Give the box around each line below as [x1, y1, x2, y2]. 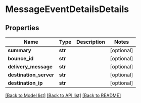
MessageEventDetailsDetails [5, 4, 129, 15]
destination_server [8, 71, 55, 78]
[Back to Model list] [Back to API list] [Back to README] [5, 92, 121, 98]
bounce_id [8, 55, 34, 62]
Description [76, 39, 105, 45]
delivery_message [8, 63, 53, 70]
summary [8, 47, 31, 54]
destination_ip [8, 79, 43, 86]
